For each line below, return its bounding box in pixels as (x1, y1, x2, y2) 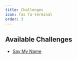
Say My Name (12, 48, 41, 54)
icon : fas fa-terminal (5, 12, 52, 17)
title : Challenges (5, 7, 43, 12)
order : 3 (5, 16, 23, 21)
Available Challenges (5, 35, 72, 43)
